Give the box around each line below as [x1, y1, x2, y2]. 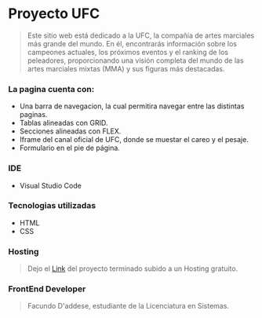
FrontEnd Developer [8, 283, 86, 294]
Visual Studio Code [19, 181, 82, 190]
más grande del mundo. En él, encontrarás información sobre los [27, 38, 238, 48]
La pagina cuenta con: [8, 83, 95, 94]
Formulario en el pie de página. [19, 143, 120, 153]
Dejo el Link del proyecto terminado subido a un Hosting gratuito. [27, 264, 238, 273]
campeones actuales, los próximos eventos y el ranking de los [27, 47, 229, 57]
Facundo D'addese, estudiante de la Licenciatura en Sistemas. [27, 302, 230, 311]
